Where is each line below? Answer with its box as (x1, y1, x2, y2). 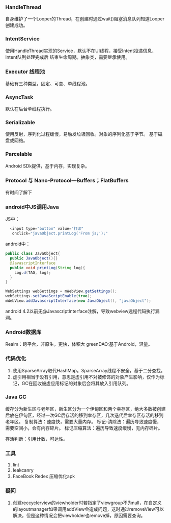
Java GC (5, 393, 27, 400)
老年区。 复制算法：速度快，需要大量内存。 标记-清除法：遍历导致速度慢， (5, 418, 162, 424)
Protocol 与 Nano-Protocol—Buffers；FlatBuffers (5, 177, 129, 184)
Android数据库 (5, 328, 42, 336)
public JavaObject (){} (10, 256, 58, 261)
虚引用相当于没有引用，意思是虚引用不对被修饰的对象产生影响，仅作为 (12, 374, 160, 380)
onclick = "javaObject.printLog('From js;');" (12, 231, 108, 236)
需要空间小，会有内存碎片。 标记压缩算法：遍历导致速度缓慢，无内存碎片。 (5, 425, 163, 431)
